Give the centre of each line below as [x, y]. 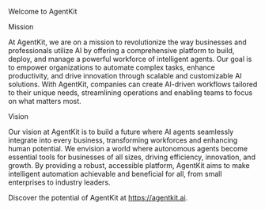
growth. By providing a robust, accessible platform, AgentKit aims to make [129, 165]
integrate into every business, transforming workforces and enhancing [123, 140]
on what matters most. [45, 101]
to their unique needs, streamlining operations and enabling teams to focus [131, 93]
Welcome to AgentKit [43, 11]
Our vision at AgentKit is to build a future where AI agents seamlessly [121, 132]
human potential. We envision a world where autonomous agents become [128, 149]
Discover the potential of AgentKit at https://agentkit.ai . [98, 198]
